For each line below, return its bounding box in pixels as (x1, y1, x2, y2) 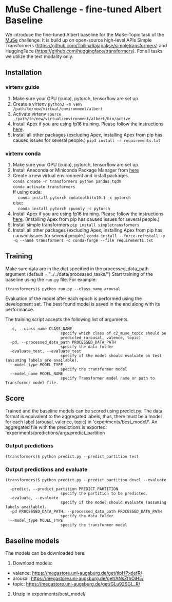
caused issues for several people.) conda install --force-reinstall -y (12, 232, 165, 238)
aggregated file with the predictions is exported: (5, 424, 107, 430)
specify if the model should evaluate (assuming (60, 500, 167, 505)
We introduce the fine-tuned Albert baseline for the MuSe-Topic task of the (5, 31, 164, 37)
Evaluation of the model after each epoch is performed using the (5, 295, 142, 302)
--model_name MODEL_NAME (10, 371, 63, 376)
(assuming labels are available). (5, 358, 80, 363)
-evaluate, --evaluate (10, 496, 59, 501)
